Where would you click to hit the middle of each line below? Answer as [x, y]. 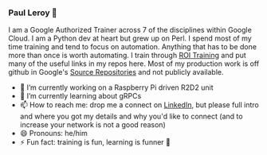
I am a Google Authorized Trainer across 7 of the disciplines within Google [130, 30]
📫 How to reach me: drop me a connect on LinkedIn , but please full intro [139, 105]
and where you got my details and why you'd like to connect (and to [131, 116]
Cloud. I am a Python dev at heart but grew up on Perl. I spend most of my [130, 38]
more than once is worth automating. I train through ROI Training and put [128, 56]
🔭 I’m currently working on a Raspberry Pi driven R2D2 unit [116, 87]
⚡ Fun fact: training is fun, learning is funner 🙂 [95, 142]
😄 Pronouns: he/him [53, 134]
